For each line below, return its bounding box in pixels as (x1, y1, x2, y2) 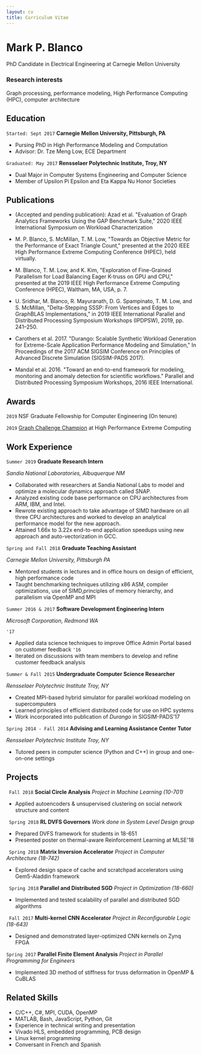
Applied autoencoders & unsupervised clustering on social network (14, 800, 183, 807)
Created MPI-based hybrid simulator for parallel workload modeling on (14, 693, 191, 701)
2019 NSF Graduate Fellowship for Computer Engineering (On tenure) (6, 413, 178, 420)
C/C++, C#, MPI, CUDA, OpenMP (14, 1009, 98, 1016)
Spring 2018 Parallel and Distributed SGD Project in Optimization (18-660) (8, 884, 194, 891)
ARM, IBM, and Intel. (14, 500, 66, 508)
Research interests (6, 76, 63, 84)
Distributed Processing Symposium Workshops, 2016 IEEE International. (14, 379, 194, 386)
